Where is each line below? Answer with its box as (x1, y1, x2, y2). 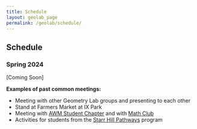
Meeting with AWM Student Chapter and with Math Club (14, 110, 154, 117)
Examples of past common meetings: (6, 85, 101, 93)
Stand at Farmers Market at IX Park (14, 103, 102, 111)
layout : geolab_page (6, 14, 58, 20)
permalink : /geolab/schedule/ (6, 20, 82, 26)
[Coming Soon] (6, 74, 44, 81)
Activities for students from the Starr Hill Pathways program (14, 116, 163, 124)
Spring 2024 (6, 60, 44, 68)
